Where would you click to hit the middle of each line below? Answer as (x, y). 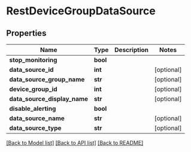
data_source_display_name (49, 99)
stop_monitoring (33, 60)
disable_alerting (33, 109)
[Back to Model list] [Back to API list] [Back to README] (75, 143)
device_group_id (34, 89)
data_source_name (37, 118)
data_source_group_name (47, 79)
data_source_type (35, 128)
